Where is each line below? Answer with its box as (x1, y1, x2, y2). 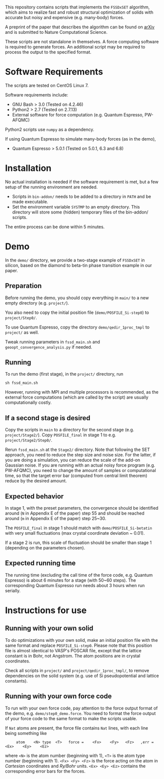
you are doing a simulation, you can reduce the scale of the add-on (5, 457, 141, 463)
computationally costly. (5, 400, 52, 405)
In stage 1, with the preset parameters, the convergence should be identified (5, 505, 159, 511)
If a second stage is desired (5, 414, 91, 422)
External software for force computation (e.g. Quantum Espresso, (12, 112, 144, 118)
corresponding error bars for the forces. (5, 768, 86, 774)
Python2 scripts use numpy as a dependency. (5, 126, 94, 132)
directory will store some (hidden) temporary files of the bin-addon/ (12, 209, 149, 215)
